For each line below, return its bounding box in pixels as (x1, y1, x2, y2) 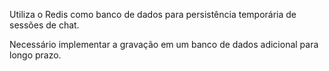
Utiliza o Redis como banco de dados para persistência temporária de (9, 9, 297, 20)
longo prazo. (9, 49, 62, 61)
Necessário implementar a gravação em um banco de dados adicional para (9, 39, 319, 50)
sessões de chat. (9, 19, 80, 31)
